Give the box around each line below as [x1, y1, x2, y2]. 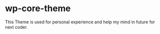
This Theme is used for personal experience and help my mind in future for [5, 19, 155, 25]
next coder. [5, 24, 28, 30]
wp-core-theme [5, 3, 71, 14]
